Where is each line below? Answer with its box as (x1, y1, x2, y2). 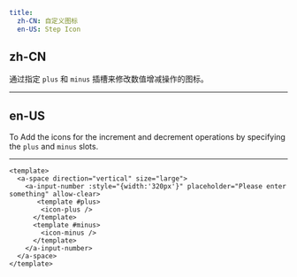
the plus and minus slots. (9, 142, 99, 152)
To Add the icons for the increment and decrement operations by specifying (9, 132, 286, 142)
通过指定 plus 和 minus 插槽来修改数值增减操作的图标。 (9, 73, 209, 84)
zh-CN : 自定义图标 (17, 16, 78, 26)
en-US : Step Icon (17, 25, 81, 34)
